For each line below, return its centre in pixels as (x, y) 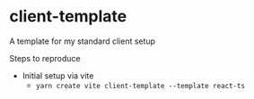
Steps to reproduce (45, 58)
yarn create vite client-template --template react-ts (140, 86)
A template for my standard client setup (82, 41)
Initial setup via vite (58, 75)
